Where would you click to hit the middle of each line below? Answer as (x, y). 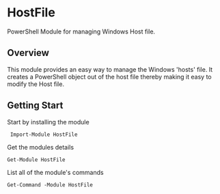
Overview (28, 53)
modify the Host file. (36, 84)
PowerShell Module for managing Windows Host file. (81, 31)
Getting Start (35, 106)
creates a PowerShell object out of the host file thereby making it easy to (109, 77)
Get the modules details (40, 147)
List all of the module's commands (55, 172)
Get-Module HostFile (37, 160)
